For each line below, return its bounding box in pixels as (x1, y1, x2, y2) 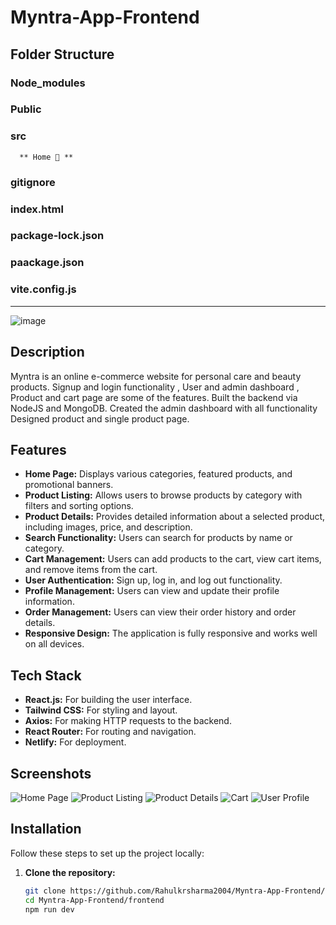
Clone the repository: (24, 866, 116, 878)
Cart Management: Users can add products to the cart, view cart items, (24, 553, 322, 565)
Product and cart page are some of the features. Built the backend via (10, 391, 298, 403)
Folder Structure (10, 46, 115, 63)
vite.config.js (10, 282, 77, 296)
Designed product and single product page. (10, 412, 190, 425)
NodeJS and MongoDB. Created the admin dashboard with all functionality (10, 402, 318, 414)
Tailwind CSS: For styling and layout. (24, 704, 178, 716)
